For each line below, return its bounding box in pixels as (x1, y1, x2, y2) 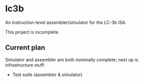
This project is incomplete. (5, 29, 60, 35)
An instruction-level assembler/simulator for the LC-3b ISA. (5, 19, 127, 25)
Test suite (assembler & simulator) (12, 72, 83, 78)
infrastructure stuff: (5, 62, 45, 68)
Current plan (5, 43, 45, 52)
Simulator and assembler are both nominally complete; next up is (5, 57, 139, 63)
